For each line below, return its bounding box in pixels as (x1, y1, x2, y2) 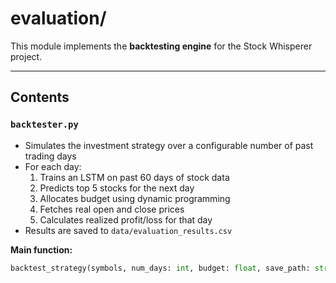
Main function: (10, 243, 73, 256)
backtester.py (10, 119, 79, 131)
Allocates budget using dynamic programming (39, 192, 231, 204)
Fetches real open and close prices (39, 203, 185, 215)
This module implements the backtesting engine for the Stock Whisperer (10, 40, 313, 52)
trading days (24, 150, 77, 162)
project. (10, 50, 43, 62)
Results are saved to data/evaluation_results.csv (24, 224, 233, 236)
